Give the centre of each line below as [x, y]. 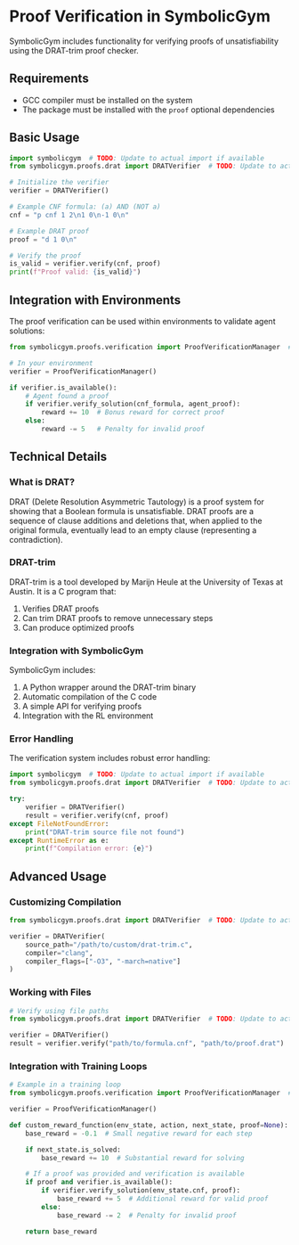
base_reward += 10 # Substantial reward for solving [143, 1158]
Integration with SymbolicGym [77, 651]
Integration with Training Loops [78, 1066]
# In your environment [51, 363]
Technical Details [58, 457]
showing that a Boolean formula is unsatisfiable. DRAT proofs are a [132, 511]
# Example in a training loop [65, 1085]
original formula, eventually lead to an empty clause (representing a [133, 530]
